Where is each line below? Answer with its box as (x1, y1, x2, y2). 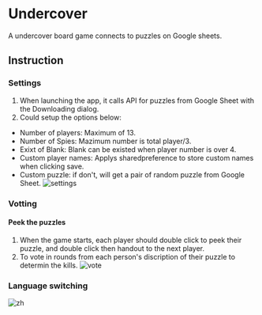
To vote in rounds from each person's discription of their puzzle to (19, 252, 235, 261)
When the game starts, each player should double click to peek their (19, 235, 242, 245)
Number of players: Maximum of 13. (19, 127, 137, 137)
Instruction (8, 54, 64, 67)
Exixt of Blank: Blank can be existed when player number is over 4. (19, 144, 237, 154)
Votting (8, 198, 38, 209)
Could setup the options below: (19, 112, 122, 122)
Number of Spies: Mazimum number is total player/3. (19, 136, 192, 146)
